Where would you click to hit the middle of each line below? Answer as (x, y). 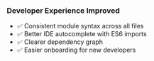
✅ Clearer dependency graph (60, 42)
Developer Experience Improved (63, 11)
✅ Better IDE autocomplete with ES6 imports (82, 34)
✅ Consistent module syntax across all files (80, 26)
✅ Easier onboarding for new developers (76, 50)
